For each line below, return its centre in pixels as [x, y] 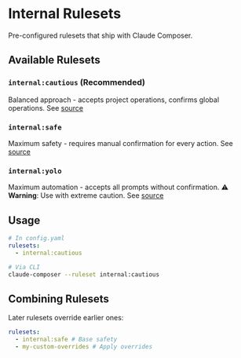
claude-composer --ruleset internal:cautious [84, 274]
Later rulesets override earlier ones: [66, 318]
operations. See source [46, 108]
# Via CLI [24, 267]
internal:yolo [35, 171]
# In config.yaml [37, 239]
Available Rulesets [54, 60]
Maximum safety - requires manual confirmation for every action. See [120, 143]
